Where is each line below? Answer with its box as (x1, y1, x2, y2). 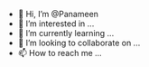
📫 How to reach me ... (17, 48, 102, 58)
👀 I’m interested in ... (17, 18, 95, 29)
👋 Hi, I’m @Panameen (17, 9, 99, 19)
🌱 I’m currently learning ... (17, 28, 115, 38)
